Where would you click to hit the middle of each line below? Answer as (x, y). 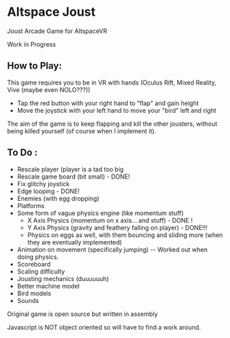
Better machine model (48, 286)
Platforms (31, 205)
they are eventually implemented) (74, 242)
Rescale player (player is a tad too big (70, 169)
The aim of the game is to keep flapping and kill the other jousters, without (112, 124)
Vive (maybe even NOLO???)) (49, 89)
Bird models (34, 293)
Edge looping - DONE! (48, 191)
